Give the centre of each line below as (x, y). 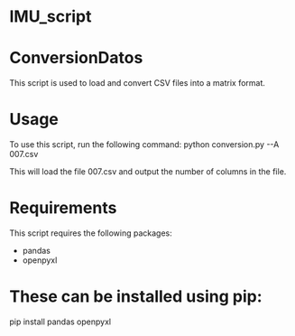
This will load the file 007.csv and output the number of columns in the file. (148, 172)
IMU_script (51, 17)
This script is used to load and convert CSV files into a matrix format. (138, 83)
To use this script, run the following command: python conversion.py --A (144, 145)
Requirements (63, 208)
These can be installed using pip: (136, 297)
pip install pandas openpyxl (60, 322)
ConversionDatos (76, 58)
